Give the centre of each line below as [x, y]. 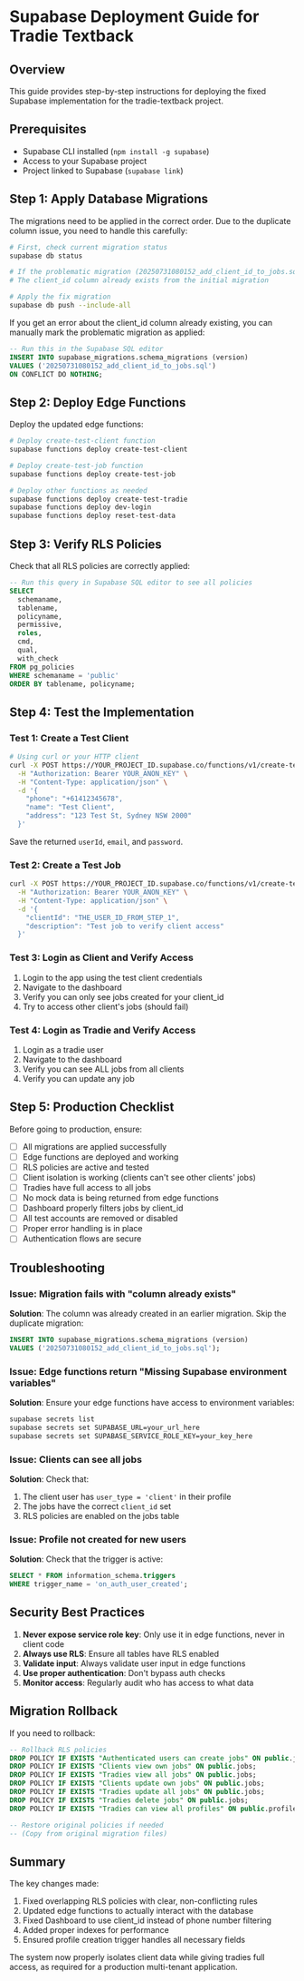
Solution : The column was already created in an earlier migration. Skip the [148, 1314]
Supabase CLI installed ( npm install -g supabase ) [116, 151]
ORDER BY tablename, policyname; [72, 684]
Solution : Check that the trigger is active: [86, 1559]
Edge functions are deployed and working [100, 1157]
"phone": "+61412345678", [75, 799]
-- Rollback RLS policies [58, 1750]
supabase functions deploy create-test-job [93, 474]
